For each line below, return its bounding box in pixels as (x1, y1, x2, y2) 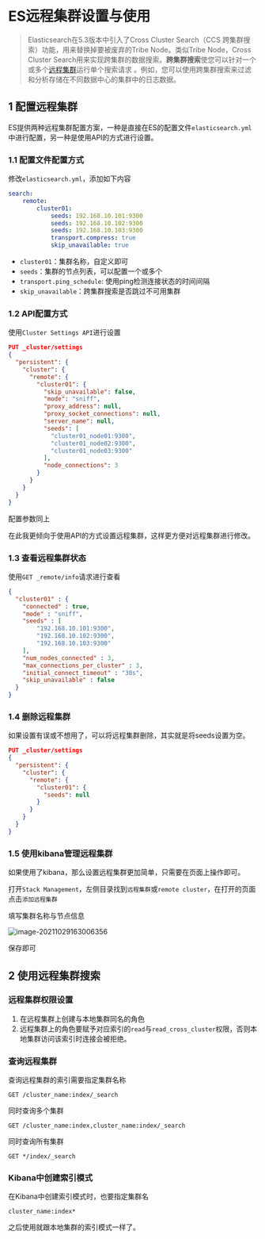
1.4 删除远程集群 (8, 711, 71, 722)
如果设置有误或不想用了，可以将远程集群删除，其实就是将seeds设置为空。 (8, 731, 250, 740)
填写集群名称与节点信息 (8, 911, 85, 921)
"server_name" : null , (43, 417, 115, 425)
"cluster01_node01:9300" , (50, 432, 136, 440)
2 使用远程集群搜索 (8, 969, 101, 982)
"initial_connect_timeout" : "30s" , (22, 669, 144, 677)
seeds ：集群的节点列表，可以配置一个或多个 (19, 267, 163, 276)
